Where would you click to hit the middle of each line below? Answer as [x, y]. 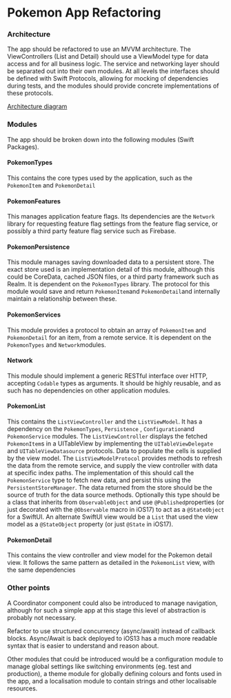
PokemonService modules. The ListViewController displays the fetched [108, 436]
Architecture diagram [37, 107]
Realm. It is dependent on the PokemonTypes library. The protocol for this [109, 284]
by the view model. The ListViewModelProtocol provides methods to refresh [115, 458]
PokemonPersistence [39, 247]
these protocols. [30, 93]
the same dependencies [41, 570]
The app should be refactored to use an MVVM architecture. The [99, 49]
